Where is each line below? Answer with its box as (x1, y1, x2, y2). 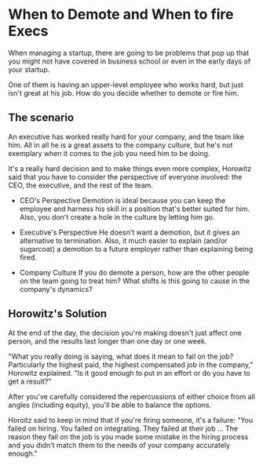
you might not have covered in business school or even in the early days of (8, 56, 251, 66)
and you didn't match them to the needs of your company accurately (8, 440, 230, 450)
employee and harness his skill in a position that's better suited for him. (19, 204, 250, 213)
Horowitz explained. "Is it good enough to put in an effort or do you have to (8, 368, 251, 377)
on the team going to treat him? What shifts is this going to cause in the (19, 276, 250, 286)
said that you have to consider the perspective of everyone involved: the (8, 172, 243, 181)
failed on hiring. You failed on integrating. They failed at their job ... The (8, 424, 238, 433)
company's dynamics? (19, 284, 93, 293)
